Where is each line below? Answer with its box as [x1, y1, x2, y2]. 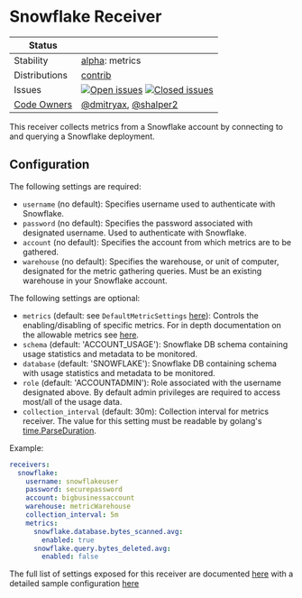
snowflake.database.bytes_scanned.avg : [32, 527, 183, 536]
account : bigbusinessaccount [25, 493, 135, 502]
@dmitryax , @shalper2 [80, 97, 178, 110]
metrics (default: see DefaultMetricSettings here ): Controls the [22, 309, 259, 321]
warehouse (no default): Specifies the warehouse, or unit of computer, [22, 255, 279, 267]
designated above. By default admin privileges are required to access [22, 386, 281, 398]
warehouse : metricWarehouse [25, 502, 131, 511]
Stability [14, 54, 49, 67]
